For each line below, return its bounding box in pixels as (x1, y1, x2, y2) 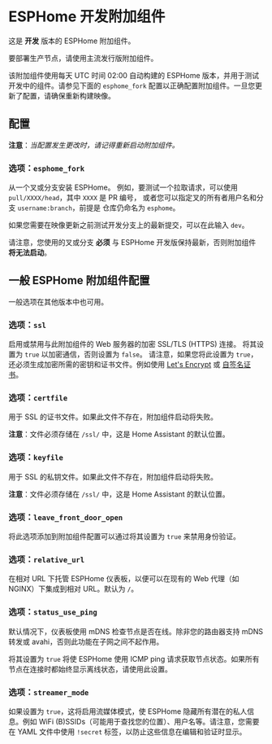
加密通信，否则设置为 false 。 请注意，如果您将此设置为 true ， (48, 349, 258, 359)
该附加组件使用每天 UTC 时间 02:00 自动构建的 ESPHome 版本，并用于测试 (8, 70, 260, 80)
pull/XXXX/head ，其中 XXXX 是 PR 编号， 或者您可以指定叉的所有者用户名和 (8, 193, 257, 203)
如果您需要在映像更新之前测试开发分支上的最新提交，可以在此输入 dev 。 (8, 221, 249, 230)
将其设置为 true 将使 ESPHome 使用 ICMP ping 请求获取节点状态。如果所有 (8, 654, 260, 663)
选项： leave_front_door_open (8, 511, 123, 523)
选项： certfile (8, 392, 68, 404)
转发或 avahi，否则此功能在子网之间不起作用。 (8, 637, 164, 646)
